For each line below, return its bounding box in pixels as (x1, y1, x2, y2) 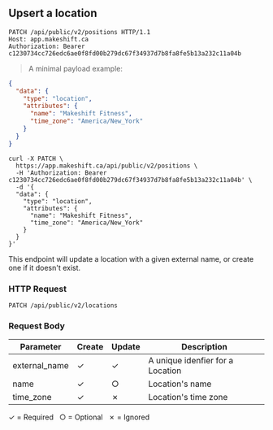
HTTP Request (8, 283, 67, 294)
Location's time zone (148, 392, 228, 403)
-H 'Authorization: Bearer (15, 168, 107, 177)
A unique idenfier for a (148, 355, 234, 367)
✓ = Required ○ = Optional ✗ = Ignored (8, 412, 150, 422)
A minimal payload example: (28, 63, 123, 73)
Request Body (8, 320, 65, 332)
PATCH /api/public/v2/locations (8, 301, 118, 310)
